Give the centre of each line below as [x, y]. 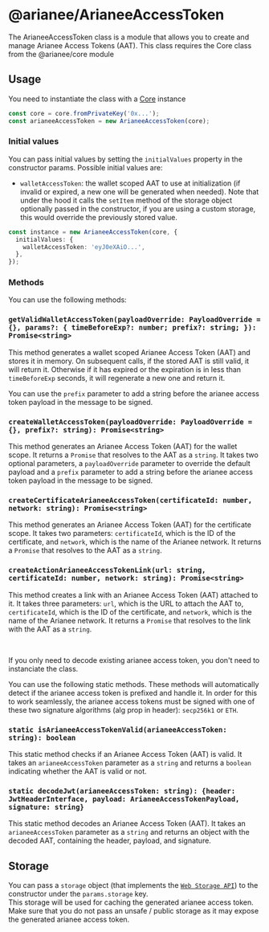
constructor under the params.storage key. [78, 894]
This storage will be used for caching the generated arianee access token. [131, 902]
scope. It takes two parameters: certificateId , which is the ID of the [122, 533]
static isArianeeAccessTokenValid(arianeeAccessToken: [118, 730]
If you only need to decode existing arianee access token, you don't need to [134, 660]
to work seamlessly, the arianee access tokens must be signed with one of [132, 701]
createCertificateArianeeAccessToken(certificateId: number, [130, 500]
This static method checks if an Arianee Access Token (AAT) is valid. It [125, 754]
